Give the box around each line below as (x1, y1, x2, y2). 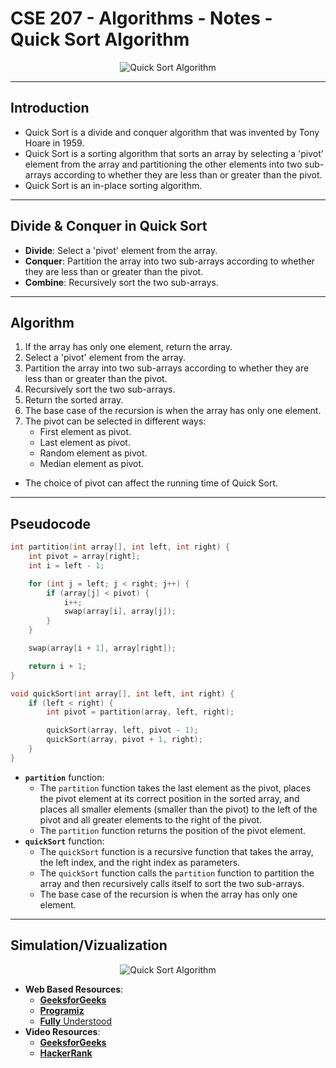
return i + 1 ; (28, 661, 87, 671)
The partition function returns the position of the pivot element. (39, 824, 307, 836)
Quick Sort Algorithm (10, 28, 190, 51)
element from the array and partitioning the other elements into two (24, 158, 303, 170)
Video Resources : (24, 1025, 101, 1037)
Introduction (10, 100, 90, 117)
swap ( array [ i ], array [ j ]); (63, 607, 177, 617)
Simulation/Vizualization (10, 937, 168, 954)
